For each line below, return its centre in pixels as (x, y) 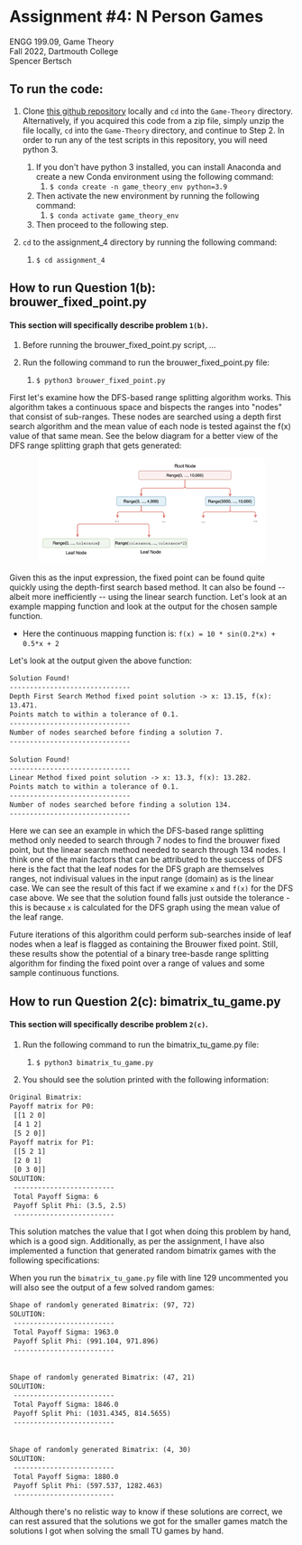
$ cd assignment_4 (70, 260)
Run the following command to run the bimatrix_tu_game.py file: (141, 1044)
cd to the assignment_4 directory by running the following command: (150, 242)
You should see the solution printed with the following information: (145, 1079)
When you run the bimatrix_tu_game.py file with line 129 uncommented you (149, 1278)
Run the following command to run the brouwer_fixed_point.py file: (146, 362)
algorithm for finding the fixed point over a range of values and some (137, 963)
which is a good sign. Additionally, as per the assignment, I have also (137, 1241)
